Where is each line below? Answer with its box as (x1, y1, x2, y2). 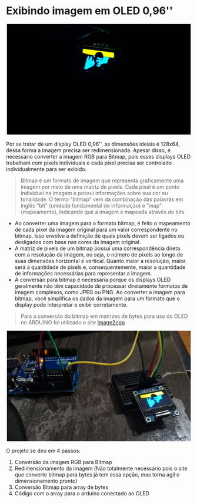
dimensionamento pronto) (14, 477, 78, 484)
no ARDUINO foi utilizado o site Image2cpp (20, 318, 125, 326)
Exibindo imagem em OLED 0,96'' (6, 4, 173, 18)
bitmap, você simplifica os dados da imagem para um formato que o (14, 295, 181, 302)
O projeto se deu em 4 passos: (6, 447, 81, 454)
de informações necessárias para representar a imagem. (14, 269, 152, 277)
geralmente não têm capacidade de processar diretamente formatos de (14, 282, 188, 290)
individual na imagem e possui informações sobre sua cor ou (20, 189, 169, 196)
